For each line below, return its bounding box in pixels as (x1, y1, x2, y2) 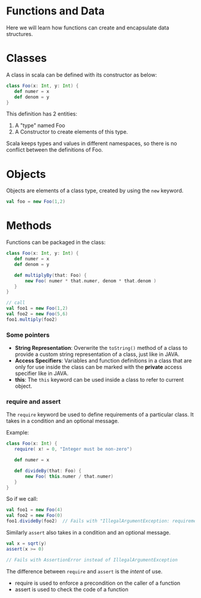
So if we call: (6, 496, 38, 503)
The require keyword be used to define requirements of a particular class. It (6, 411, 194, 418)
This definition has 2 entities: (6, 110, 78, 117)
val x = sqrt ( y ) (6, 540, 47, 546)
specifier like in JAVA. (14, 370, 69, 377)
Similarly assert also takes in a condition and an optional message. (6, 529, 171, 536)
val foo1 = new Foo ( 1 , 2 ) (6, 306, 68, 312)
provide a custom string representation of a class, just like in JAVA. (14, 351, 179, 358)
